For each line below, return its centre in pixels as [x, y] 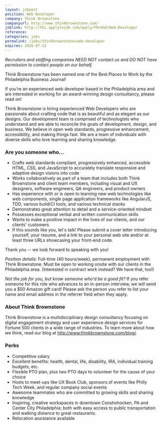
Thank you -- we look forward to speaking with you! [57, 249]
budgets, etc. [25, 366]
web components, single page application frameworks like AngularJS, [82, 199]
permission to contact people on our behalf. [49, 65]
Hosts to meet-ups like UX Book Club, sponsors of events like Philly [79, 382]
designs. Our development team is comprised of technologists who [72, 119]
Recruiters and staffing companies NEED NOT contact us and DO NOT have [81, 59]
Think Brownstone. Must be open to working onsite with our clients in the [78, 264]
